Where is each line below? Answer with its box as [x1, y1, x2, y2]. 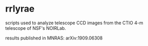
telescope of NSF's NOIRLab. [5, 25, 66, 31]
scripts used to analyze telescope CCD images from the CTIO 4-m [5, 20, 143, 26]
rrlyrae [5, 3, 35, 15]
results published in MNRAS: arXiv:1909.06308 [5, 35, 103, 41]
